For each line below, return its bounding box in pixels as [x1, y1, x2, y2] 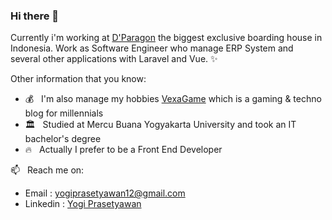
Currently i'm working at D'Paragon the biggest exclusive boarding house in [10, 32, 323, 44]
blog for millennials [24, 107, 104, 119]
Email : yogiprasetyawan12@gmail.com [24, 187, 186, 199]
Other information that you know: [10, 73, 147, 85]
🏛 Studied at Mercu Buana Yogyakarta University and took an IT [24, 119, 297, 131]
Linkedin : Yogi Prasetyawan [24, 198, 142, 210]
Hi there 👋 [10, 9, 60, 23]
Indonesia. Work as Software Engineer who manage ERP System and [10, 42, 294, 54]
